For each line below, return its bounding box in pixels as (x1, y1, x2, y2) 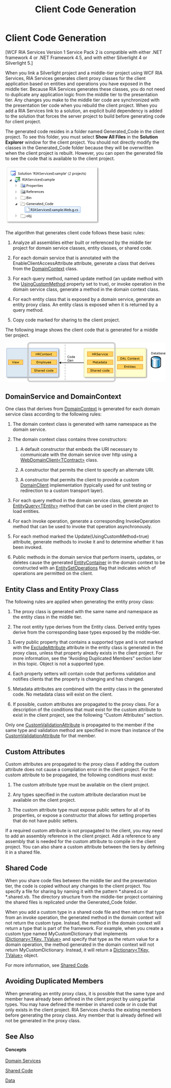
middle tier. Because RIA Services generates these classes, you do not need (5, 86, 165, 92)
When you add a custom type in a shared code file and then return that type (5, 909, 164, 915)
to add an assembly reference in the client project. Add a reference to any (5, 833, 160, 839)
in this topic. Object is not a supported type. (12, 661, 105, 667)
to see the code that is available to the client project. (5, 155, 116, 161)
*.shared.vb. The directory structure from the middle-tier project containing (5, 893, 163, 900)
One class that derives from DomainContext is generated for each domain (5, 406, 160, 412)
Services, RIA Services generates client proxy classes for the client (5, 75, 146, 81)
